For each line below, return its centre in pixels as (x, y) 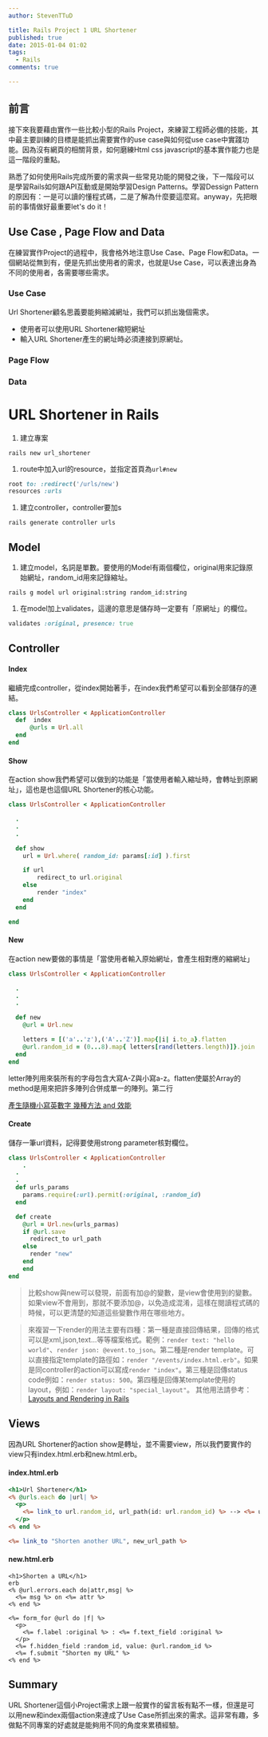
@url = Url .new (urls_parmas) (71, 1224)
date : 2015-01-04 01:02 (48, 45)
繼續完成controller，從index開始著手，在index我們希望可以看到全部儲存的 (129, 688)
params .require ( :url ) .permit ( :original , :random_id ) (112, 1195)
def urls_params (42, 1188)
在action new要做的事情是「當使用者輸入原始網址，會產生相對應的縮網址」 (131, 958)
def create (33, 1216)
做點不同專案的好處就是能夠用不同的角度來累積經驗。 (96, 1725)
